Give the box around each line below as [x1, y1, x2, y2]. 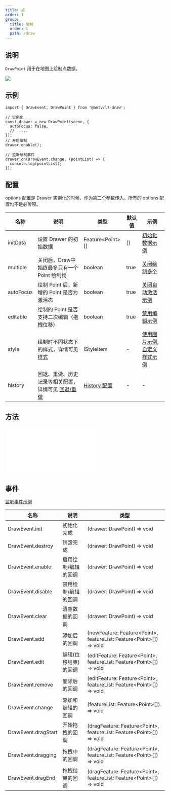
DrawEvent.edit [8, 659, 45, 666]
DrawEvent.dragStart [8, 729, 58, 736]
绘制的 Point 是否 [37, 306, 78, 313]
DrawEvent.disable [8, 588, 53, 595]
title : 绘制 [10, 21, 34, 27]
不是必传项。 [14, 201, 41, 207]
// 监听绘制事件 [5, 152, 35, 157]
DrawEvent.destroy [8, 542, 54, 550]
